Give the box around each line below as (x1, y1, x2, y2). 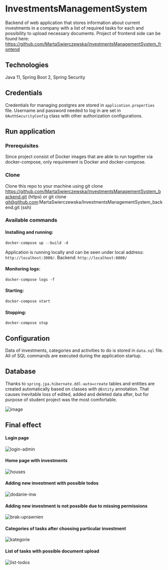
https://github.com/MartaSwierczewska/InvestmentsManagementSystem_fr (5, 41, 161, 47)
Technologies (5, 61, 49, 69)
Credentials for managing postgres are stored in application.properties (5, 102, 155, 108)
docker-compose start (5, 299, 51, 304)
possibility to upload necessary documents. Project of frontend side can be (5, 30, 161, 36)
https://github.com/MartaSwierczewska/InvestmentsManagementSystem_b (5, 188, 161, 194)
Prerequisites (5, 142, 39, 149)
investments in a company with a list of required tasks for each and (5, 25, 144, 31)
